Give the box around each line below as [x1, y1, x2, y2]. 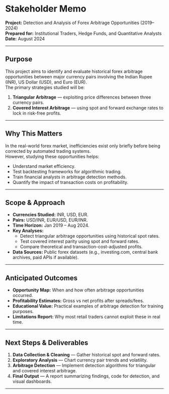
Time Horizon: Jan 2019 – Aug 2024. [12, 222, 90, 229]
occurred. [12, 292, 33, 299]
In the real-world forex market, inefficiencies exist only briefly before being [5, 143, 160, 149]
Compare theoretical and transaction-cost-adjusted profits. [20, 244, 143, 250]
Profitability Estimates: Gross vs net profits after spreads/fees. [12, 298, 144, 304]
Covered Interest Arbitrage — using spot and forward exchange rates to [12, 105, 163, 111]
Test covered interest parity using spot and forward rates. [20, 238, 140, 244]
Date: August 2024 [5, 36, 45, 42]
